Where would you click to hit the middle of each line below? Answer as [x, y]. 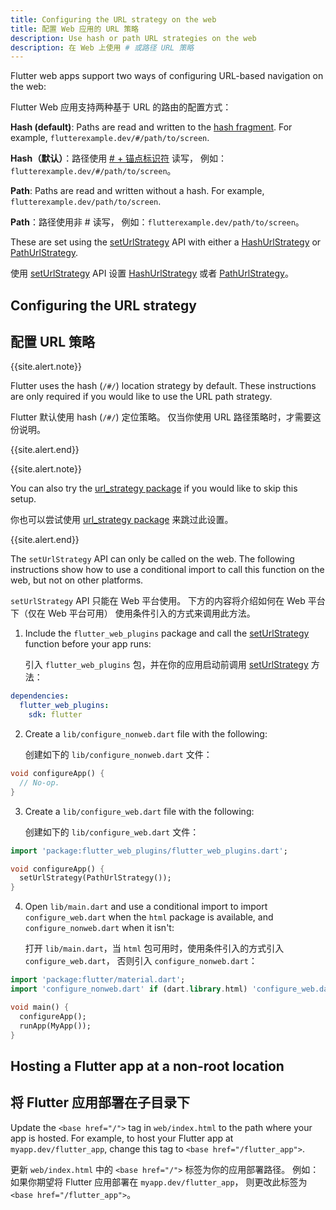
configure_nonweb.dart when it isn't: [99, 928]
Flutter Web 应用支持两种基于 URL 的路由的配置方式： [121, 107]
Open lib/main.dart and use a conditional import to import [146, 907]
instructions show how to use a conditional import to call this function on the [167, 570]
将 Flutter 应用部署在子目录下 [100, 1102]
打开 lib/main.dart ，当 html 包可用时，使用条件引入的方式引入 [154, 948]
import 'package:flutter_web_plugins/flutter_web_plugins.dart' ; [149, 851]
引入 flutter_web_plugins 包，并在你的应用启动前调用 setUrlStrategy [166, 665]
